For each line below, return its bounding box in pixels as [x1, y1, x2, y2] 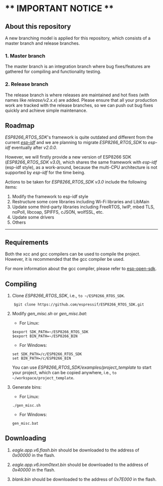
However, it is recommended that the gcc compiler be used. [5, 256, 125, 262]
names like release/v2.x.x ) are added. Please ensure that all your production [5, 97, 158, 103]
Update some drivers [12, 215, 54, 220]
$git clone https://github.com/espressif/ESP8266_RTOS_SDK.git [14, 302, 145, 307]
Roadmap [5, 121, 35, 129]
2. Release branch [5, 81, 49, 88]
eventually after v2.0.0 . [11, 144, 57, 151]
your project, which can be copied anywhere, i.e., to [12, 370, 117, 376]
